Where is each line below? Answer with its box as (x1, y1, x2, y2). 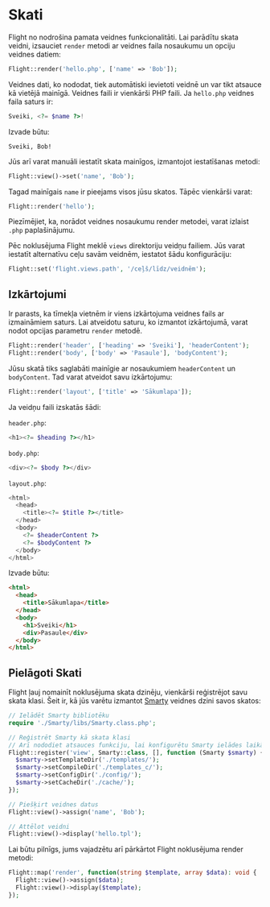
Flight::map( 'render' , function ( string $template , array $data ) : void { (8, 868, 257, 877)
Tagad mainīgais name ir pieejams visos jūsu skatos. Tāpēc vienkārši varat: (8, 187, 253, 197)
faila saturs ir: (8, 97, 54, 106)
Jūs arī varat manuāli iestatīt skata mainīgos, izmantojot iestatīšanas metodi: (8, 156, 260, 166)
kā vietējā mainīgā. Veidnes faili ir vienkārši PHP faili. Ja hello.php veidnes (8, 88, 255, 97)
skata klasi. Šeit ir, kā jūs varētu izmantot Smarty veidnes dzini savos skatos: (8, 696, 261, 706)
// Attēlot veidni (8, 822, 70, 830)
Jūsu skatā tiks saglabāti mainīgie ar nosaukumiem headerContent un (8, 363, 235, 373)
